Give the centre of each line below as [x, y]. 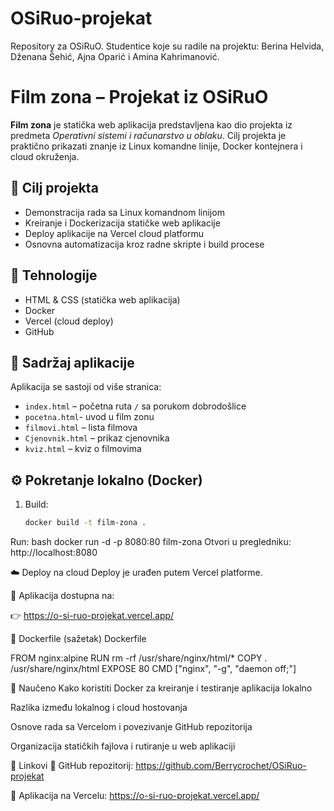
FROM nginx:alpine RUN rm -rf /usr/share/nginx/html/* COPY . [139, 658]
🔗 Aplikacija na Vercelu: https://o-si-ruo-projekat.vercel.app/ [135, 795]
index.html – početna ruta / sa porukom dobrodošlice [135, 406]
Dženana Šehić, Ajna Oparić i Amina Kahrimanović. [115, 56]
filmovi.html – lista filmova [81, 428]
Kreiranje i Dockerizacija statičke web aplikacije [122, 223]
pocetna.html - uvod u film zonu [89, 417]
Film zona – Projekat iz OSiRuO [139, 97]
